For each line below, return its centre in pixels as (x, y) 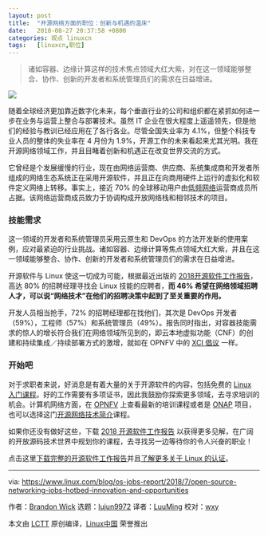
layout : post (30, 16)
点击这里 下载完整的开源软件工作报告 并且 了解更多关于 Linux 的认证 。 (120, 458)
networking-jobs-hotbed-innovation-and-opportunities (99, 490)
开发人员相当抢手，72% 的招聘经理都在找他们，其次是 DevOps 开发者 (123, 313)
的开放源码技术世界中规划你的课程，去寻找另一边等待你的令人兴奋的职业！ (130, 441)
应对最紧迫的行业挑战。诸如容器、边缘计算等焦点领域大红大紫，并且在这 (141, 249)
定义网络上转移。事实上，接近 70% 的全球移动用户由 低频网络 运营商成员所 (136, 187)
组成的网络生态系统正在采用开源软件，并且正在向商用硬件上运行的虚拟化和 (130, 178)
